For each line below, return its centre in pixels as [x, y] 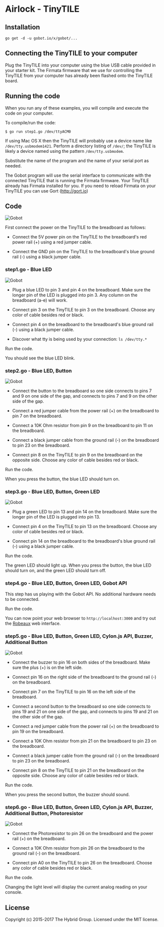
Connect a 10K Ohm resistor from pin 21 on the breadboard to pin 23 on [84, 741]
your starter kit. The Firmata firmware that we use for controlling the [74, 70]
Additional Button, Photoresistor [44, 813]
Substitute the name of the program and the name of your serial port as [77, 161]
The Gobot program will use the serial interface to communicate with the [78, 175]
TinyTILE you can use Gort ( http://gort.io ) [47, 191]
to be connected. [22, 599]
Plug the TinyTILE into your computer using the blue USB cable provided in [80, 65]
